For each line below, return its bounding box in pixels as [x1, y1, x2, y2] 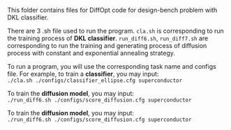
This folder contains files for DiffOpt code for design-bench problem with [7, 6, 218, 14]
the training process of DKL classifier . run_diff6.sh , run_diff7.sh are [7, 34, 209, 42]
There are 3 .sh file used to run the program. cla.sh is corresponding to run [7, 27, 225, 35]
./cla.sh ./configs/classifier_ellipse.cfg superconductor [7, 77, 183, 84]
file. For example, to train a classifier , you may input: [7, 70, 159, 78]
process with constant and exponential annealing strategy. [7, 49, 176, 57]
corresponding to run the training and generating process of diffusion [7, 42, 207, 49]
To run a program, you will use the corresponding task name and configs [7, 63, 216, 70]
